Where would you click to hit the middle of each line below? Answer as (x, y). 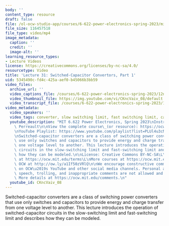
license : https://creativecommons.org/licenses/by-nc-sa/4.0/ (72, 66)
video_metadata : (22, 108)
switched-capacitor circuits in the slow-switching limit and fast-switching (81, 213)
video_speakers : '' (30, 113)
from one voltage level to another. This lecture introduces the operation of (82, 207)
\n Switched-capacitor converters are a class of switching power (84, 136)
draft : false (19, 19)
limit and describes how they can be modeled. (53, 218)
